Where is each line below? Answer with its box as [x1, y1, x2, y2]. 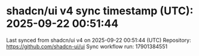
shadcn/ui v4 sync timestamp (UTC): [6, 4, 194, 18]
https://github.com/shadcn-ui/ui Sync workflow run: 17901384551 [6, 43, 168, 50]
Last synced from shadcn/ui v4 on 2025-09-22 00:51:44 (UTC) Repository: [6, 36, 191, 43]
